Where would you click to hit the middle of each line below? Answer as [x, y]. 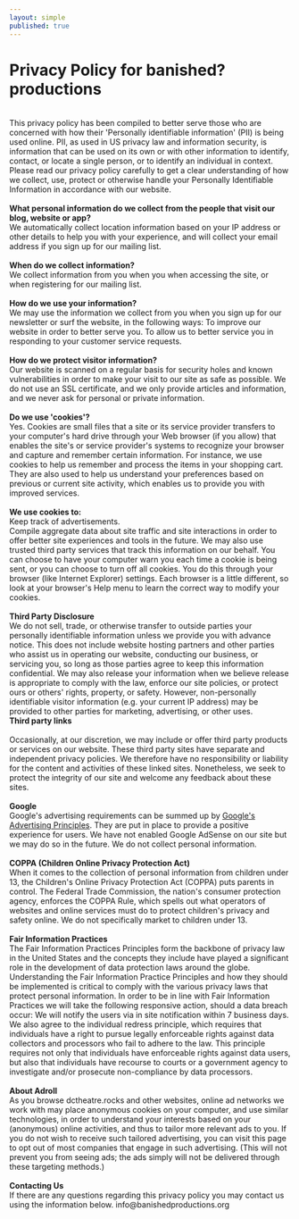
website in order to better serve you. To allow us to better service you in [141, 332]
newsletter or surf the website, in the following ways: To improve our [135, 322]
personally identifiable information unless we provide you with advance [140, 636]
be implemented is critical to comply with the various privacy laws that [139, 987]
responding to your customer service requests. [96, 341]
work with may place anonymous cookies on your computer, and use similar [149, 1110]
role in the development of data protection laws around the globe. [130, 968]
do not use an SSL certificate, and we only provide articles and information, [148, 388]
